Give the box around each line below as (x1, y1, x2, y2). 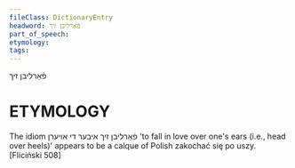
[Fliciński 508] (9, 150, 62, 161)
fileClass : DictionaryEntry (9, 12, 114, 22)
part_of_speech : (9, 29, 69, 38)
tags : (9, 46, 29, 55)
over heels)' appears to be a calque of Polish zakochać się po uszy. (9, 140, 257, 151)
